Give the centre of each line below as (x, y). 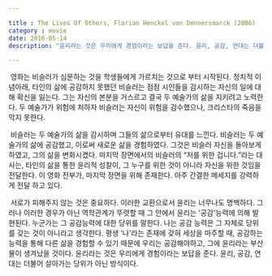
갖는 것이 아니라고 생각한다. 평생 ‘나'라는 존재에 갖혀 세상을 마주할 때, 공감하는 (140, 233)
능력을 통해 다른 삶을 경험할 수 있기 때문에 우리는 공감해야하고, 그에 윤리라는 (129, 244)
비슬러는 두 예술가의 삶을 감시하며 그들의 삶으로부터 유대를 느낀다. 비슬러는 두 (133, 135)
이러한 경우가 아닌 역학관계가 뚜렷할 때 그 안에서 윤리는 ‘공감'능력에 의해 (137, 213)
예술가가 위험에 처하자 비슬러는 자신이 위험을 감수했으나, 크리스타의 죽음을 (145, 107)
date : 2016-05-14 (38, 38)
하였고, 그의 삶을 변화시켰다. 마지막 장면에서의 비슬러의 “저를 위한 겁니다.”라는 (132, 155)
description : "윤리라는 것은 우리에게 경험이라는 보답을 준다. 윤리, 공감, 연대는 (129, 45)
